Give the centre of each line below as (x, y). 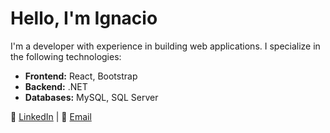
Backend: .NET (56, 86)
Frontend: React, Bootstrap (81, 76)
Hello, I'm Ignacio (84, 18)
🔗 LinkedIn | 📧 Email (51, 116)
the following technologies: (66, 56)
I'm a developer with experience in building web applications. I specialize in (165, 46)
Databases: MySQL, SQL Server (91, 97)
